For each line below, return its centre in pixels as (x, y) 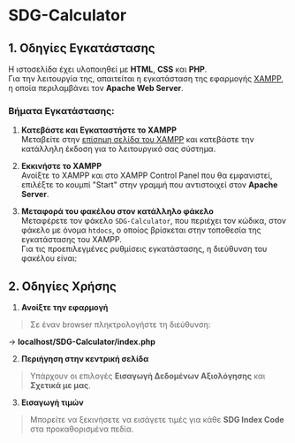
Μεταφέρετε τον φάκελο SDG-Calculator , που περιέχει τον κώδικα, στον (154, 221)
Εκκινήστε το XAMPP (61, 166)
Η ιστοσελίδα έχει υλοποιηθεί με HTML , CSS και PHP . (108, 69)
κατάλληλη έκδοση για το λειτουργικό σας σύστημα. (118, 149)
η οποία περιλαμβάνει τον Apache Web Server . (96, 88)
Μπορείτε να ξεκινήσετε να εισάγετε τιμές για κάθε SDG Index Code (157, 420)
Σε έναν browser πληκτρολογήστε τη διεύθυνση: (120, 325)
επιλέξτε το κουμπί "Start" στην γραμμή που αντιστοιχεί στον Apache (149, 185)
